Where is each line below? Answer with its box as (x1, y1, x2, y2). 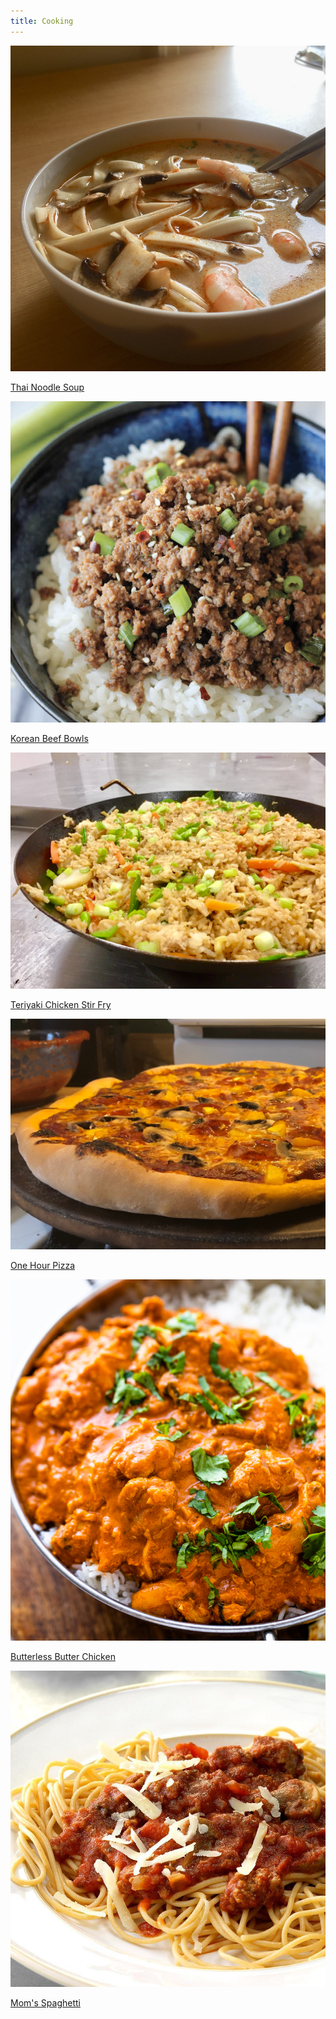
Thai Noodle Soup (10, 381, 85, 393)
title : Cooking (10, 16, 74, 26)
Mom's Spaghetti (10, 1997, 81, 2009)
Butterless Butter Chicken (10, 1650, 116, 1662)
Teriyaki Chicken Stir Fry (10, 999, 112, 1011)
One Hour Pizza (10, 1260, 76, 1272)
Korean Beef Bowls (10, 733, 89, 745)
